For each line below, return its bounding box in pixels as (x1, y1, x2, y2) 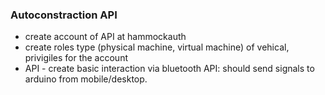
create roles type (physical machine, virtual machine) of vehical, (24, 41, 290, 53)
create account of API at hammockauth (24, 31, 187, 43)
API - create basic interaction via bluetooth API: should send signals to (24, 63, 315, 75)
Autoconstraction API (10, 8, 118, 22)
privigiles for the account (24, 52, 128, 64)
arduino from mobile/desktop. (24, 73, 148, 85)
